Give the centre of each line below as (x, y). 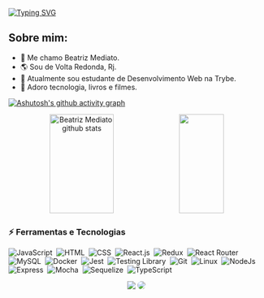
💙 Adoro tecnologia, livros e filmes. (79, 87)
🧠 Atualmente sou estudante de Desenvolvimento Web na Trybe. (128, 78)
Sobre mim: (38, 38)
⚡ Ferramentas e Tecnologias (67, 231)
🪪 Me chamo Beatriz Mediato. (70, 58)
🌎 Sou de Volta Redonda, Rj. (68, 67)
